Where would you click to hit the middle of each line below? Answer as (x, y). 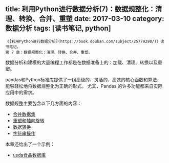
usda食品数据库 (29, 155)
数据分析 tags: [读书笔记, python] (58, 28)
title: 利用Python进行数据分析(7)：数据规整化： (80, 9)
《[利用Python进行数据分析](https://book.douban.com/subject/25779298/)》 (83, 41)
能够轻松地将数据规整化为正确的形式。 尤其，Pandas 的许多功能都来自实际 (84, 86)
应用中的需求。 (21, 92)
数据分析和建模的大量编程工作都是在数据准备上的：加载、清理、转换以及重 (84, 62)
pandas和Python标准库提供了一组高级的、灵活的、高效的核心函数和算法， (83, 79)
